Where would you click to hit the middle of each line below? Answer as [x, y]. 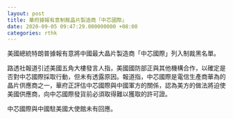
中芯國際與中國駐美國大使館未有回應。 [62, 109]
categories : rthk [32, 33]
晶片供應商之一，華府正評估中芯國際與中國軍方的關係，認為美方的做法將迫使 [116, 85]
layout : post [26, 13]
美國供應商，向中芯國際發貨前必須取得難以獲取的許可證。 [89, 94]
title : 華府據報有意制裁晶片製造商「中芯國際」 [67, 20]
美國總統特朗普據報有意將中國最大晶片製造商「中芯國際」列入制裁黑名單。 [113, 53]
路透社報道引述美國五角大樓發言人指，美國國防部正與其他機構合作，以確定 [113, 68]
